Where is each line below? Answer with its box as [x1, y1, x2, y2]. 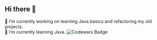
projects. [5, 23, 23, 29]
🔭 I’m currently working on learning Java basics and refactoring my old [5, 18, 152, 24]
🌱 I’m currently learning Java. [5, 28, 66, 35]
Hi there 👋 [5, 5, 36, 13]
